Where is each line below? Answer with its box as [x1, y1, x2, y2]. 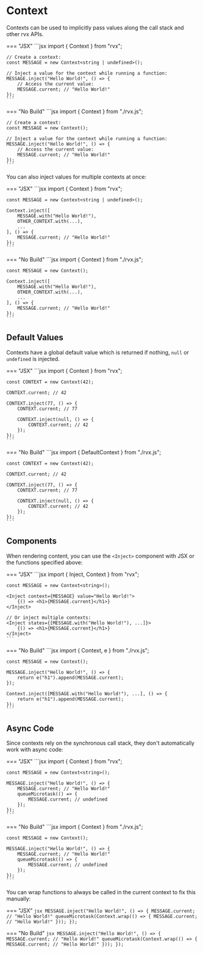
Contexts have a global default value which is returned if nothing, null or [6, 348, 189, 356]
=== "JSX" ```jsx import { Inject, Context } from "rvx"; [6, 570, 139, 578]
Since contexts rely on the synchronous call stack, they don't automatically [6, 739, 195, 747]
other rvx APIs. [6, 30, 44, 37]
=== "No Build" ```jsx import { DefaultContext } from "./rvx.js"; [6, 448, 162, 456]
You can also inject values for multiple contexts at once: [6, 173, 147, 181]
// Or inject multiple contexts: [6, 615, 91, 621]
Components [6, 536, 57, 547]
